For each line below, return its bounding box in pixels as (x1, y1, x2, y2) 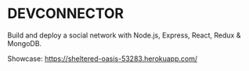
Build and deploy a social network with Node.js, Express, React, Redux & (7, 30, 241, 40)
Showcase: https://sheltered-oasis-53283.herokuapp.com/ (7, 54, 197, 63)
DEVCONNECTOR (7, 5, 125, 23)
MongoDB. (7, 38, 42, 48)
